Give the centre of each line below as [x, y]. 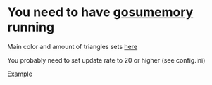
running [31, 27]
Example [20, 74]
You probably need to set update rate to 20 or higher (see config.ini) [106, 60]
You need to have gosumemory [100, 12]
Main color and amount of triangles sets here [73, 46]
